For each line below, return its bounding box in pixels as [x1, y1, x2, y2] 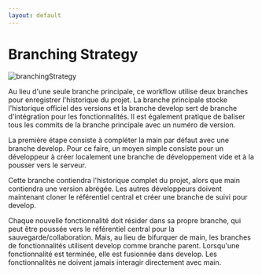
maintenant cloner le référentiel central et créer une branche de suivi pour [8, 192, 248, 201]
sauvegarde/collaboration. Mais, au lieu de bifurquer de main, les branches [8, 233, 252, 242]
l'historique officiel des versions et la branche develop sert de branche [8, 103, 238, 112]
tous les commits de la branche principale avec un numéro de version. [8, 119, 236, 130]
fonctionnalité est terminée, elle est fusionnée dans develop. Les [8, 249, 218, 258]
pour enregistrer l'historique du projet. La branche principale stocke [8, 95, 228, 104]
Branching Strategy [8, 45, 138, 63]
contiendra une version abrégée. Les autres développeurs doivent [8, 184, 223, 193]
